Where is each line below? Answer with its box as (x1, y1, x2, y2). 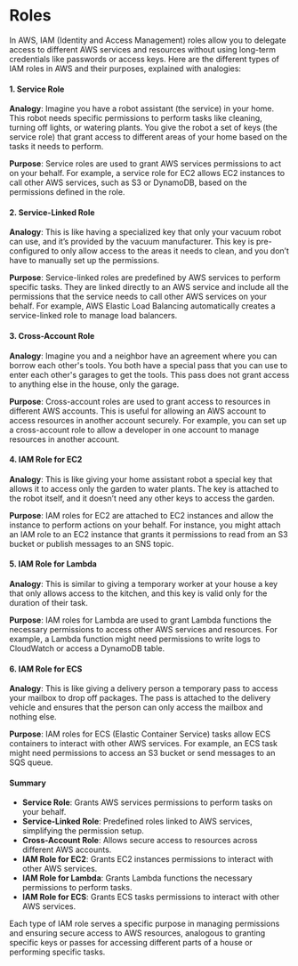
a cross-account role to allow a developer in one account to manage (9, 424, 260, 435)
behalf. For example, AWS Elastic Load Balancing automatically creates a (9, 301, 276, 311)
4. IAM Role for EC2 (9, 455, 83, 465)
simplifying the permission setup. (21, 825, 145, 836)
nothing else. (9, 712, 57, 722)
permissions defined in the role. (9, 187, 125, 197)
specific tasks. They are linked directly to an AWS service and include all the (9, 282, 289, 293)
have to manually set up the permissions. (9, 255, 160, 266)
